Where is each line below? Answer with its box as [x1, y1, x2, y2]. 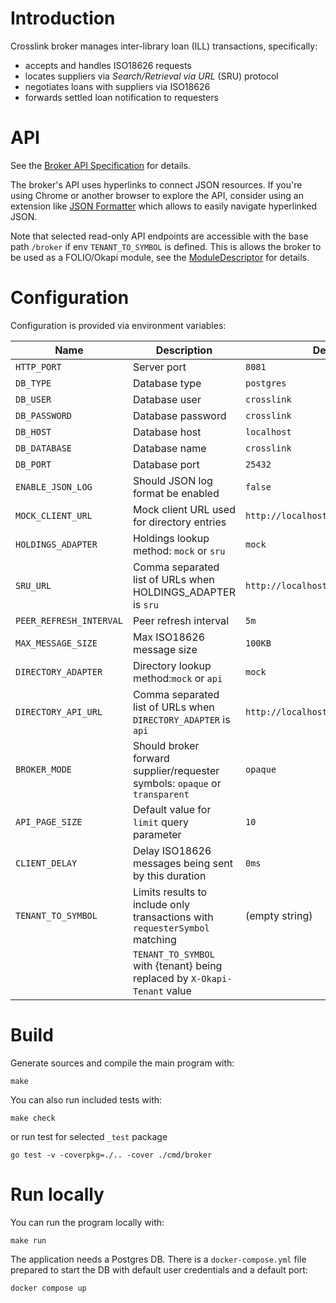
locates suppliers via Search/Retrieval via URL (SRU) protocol [24, 70, 279, 82]
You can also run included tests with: [10, 1093, 163, 1106]
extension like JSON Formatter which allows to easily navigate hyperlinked [10, 200, 317, 212]
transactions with [132, 910, 214, 924]
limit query [132, 815, 189, 829]
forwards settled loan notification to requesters [24, 91, 219, 103]
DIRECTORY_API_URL [15, 706, 103, 717]
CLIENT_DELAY [15, 857, 78, 869]
